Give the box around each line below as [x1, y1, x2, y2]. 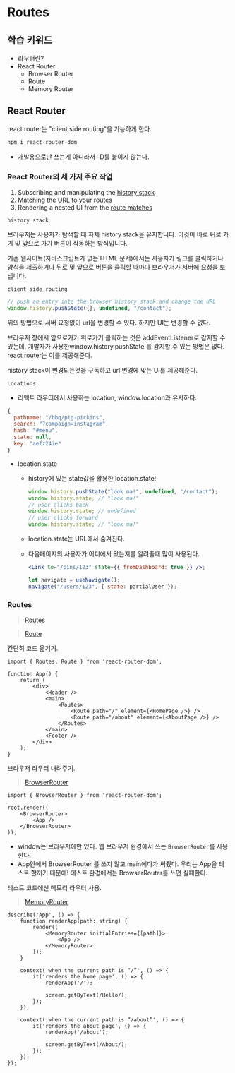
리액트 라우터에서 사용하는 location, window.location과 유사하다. [17, 393, 198, 402]
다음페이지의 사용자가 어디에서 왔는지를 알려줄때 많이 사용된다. [28, 550, 200, 558]
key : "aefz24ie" [13, 440, 61, 448]
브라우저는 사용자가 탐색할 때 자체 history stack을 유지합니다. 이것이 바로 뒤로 [7, 230, 222, 239]
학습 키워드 [7, 34, 53, 46]
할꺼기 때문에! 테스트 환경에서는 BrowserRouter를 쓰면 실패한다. [30, 869, 208, 877]
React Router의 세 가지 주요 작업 [7, 172, 113, 181]
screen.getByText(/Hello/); [44, 992, 128, 999]
